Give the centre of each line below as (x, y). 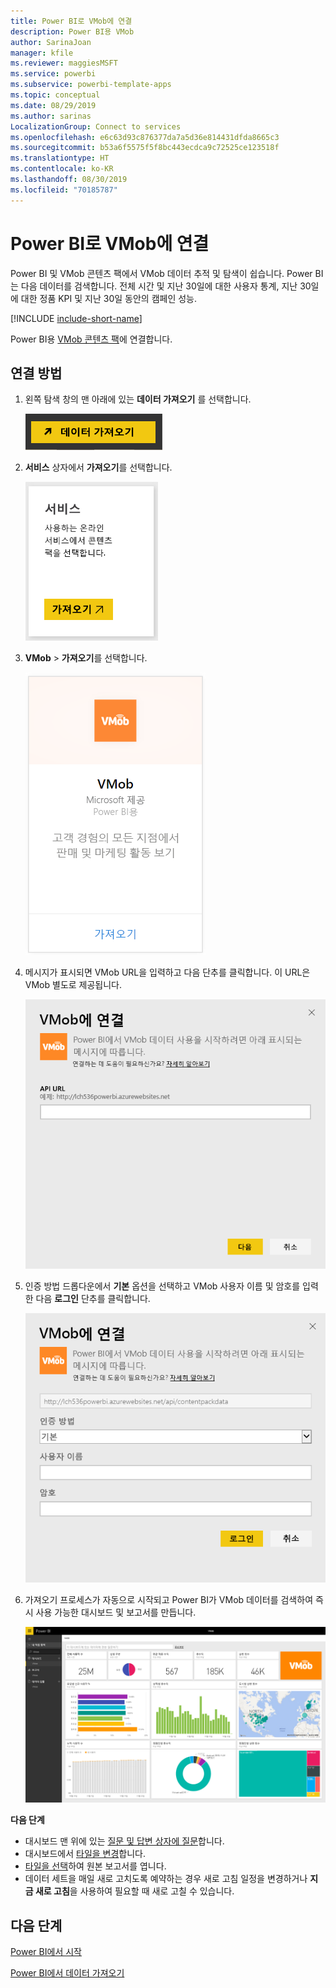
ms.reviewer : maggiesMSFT (64, 63)
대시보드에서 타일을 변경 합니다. (85, 1854)
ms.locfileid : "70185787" (64, 190)
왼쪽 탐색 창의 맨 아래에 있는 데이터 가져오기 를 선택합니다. (138, 399)
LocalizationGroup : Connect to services (96, 126)
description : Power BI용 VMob (72, 31)
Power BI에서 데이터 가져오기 (67, 1972)
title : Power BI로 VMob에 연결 (71, 21)
